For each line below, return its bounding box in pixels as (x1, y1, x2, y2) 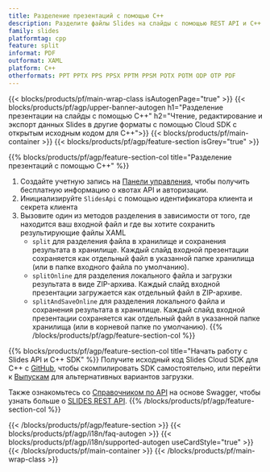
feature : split (8, 42, 60, 50)
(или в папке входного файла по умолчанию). (31, 262, 189, 271)
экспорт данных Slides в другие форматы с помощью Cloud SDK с (8, 119, 238, 129)
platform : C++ (8, 64, 56, 72)
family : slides (8, 27, 60, 35)
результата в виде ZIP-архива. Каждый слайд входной (31, 279, 220, 288)
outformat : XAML (8, 57, 63, 65)
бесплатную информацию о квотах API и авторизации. (19, 184, 209, 194)
